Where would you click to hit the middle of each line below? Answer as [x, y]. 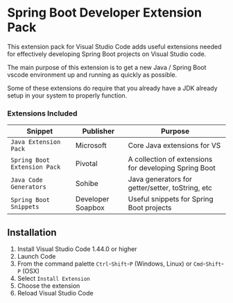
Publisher [98, 131]
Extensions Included [42, 113]
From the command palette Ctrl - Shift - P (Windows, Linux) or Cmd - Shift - [120, 264]
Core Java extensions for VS [174, 145]
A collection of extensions [170, 159]
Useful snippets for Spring [171, 199]
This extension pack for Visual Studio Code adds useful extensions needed [114, 46]
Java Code [27, 180]
